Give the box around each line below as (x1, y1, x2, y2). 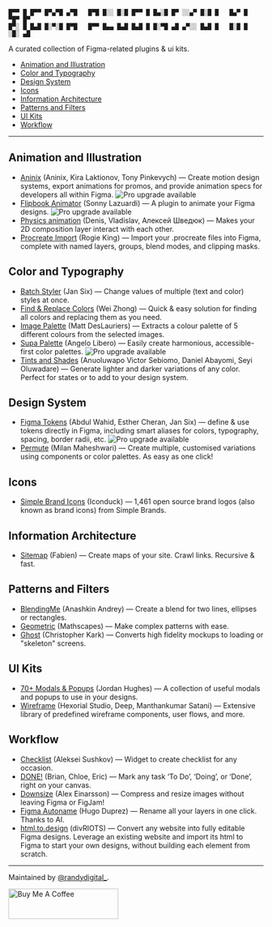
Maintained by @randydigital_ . (8, 872, 109, 882)
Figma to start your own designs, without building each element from (19, 840, 251, 850)
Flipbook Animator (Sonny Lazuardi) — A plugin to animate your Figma (19, 198, 255, 207)
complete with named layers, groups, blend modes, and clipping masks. (19, 241, 261, 251)
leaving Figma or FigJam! (19, 797, 105, 807)
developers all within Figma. (19, 190, 114, 199)
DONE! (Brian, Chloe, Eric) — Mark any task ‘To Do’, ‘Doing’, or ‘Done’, (19, 771, 253, 781)
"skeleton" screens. (19, 638, 87, 648)
